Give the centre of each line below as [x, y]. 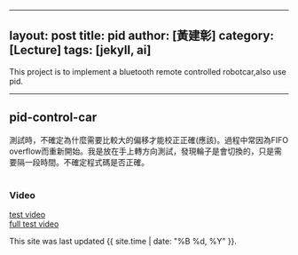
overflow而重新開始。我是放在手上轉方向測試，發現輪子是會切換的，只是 [142, 151]
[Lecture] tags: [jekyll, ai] [80, 50]
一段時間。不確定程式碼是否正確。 [86, 162]
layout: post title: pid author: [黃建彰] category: [142, 36]
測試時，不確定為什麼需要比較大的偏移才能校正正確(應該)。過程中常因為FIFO [149, 139]
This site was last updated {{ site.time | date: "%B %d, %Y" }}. [123, 241]
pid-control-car [53, 118]
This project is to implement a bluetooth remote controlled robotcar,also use [148, 71]
